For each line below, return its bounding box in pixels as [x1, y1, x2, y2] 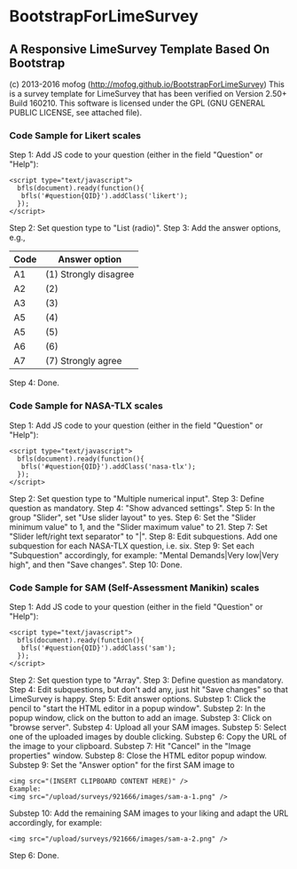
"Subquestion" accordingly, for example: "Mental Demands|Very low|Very [9, 549, 279, 560]
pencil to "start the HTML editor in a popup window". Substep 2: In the [9, 703, 266, 714]
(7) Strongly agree [45, 355, 122, 367]
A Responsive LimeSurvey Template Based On [9, 42, 270, 57]
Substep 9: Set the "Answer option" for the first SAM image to [9, 759, 235, 770]
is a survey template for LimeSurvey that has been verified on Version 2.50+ [9, 89, 288, 99]
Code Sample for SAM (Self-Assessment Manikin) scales [9, 581, 260, 594]
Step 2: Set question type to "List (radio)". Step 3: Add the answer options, [9, 223, 281, 233]
